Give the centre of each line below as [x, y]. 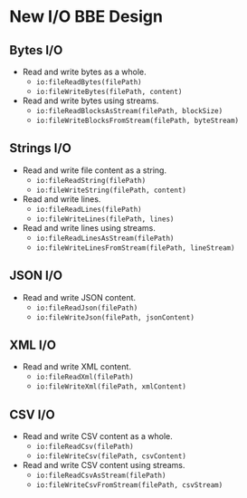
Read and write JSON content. [79, 297]
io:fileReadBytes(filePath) [89, 82]
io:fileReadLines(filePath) [89, 209]
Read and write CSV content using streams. [104, 465]
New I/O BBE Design [86, 17]
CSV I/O [33, 414]
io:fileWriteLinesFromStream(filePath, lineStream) [135, 248]
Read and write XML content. [76, 367]
